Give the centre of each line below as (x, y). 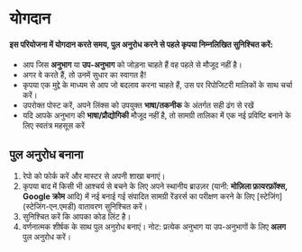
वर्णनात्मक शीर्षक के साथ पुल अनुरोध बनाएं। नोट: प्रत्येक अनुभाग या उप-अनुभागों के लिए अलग (154, 227)
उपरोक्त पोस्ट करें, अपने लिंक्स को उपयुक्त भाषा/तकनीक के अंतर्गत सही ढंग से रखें (138, 105)
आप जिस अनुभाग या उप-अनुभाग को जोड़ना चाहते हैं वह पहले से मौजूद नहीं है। (132, 65)
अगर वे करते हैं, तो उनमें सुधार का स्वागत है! (84, 75)
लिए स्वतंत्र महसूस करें (54, 126)
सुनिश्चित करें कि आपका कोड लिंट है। (77, 217)
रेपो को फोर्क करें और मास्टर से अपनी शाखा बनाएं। (94, 176)
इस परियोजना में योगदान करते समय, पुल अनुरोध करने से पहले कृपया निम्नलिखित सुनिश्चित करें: (141, 44)
